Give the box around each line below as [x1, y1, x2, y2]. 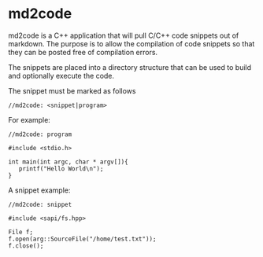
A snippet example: [8, 185, 71, 195]
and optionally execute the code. [8, 71, 115, 80]
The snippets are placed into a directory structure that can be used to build [8, 62, 252, 72]
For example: [8, 115, 51, 124]
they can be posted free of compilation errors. [8, 47, 158, 57]
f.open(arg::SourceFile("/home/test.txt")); [8, 235, 157, 243]
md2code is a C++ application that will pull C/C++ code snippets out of [8, 31, 239, 40]
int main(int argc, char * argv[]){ [8, 158, 128, 166]
